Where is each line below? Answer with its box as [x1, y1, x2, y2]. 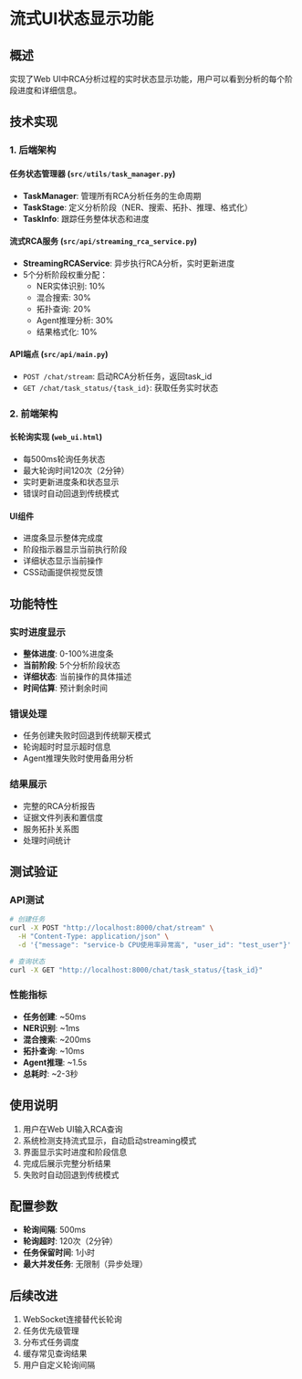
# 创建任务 [9, 915, 46, 924]
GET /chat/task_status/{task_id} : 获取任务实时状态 [22, 382, 219, 393]
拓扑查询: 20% [36, 303, 91, 314]
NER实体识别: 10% [36, 280, 106, 291]
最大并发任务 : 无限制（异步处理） [22, 1258, 148, 1269]
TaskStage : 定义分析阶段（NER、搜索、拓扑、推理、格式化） [22, 202, 253, 213]
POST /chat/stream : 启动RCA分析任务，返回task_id [22, 371, 213, 382]
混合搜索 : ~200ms [22, 1034, 91, 1045]
